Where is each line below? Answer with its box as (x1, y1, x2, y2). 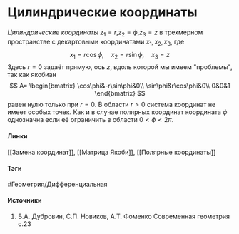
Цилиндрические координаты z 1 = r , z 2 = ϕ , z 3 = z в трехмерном (7, 28, 203, 38)
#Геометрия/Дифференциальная (7, 180, 108, 188)
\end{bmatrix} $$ (94, 89, 146, 98)
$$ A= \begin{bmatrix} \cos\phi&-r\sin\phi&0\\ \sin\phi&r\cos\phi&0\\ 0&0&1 (9, 81, 230, 90)
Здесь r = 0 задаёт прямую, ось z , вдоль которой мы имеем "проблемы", (7, 63, 233, 71)
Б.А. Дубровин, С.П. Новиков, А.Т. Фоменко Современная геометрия (17, 212, 230, 220)
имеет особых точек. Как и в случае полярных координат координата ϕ (7, 108, 228, 116)
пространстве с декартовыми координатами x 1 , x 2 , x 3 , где (7, 37, 185, 47)
